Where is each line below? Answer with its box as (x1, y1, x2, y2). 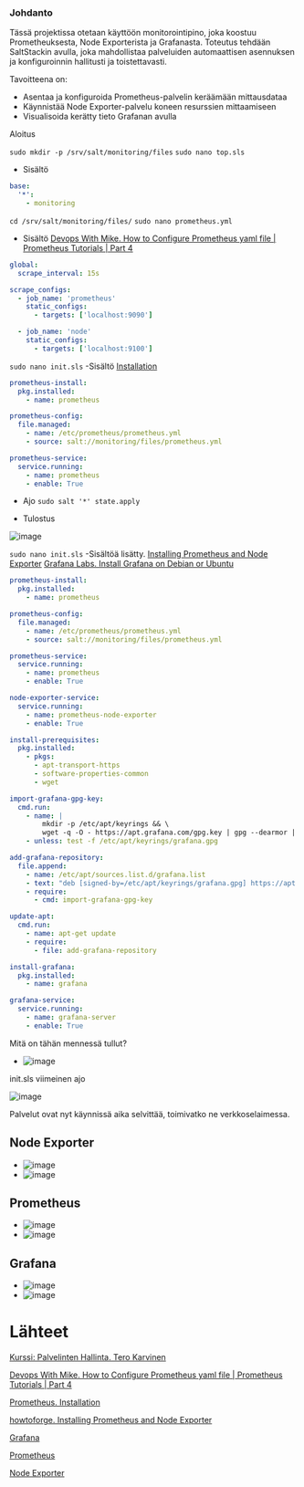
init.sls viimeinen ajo (9, 1073, 86, 1084)
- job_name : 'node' (17, 327, 92, 337)
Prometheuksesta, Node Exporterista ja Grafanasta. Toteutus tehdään (9, 37, 271, 47)
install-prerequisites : (9, 735, 100, 745)
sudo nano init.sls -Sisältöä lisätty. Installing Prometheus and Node (9, 549, 268, 560)
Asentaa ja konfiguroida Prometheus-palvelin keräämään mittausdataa (22, 91, 288, 102)
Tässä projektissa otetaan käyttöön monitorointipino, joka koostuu (9, 27, 257, 38)
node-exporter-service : (9, 694, 100, 703)
